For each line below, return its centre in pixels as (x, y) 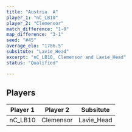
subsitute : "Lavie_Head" (38, 52)
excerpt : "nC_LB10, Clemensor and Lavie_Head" (66, 57)
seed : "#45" (21, 40)
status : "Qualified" (33, 63)
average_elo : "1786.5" (35, 46)
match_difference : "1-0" (38, 29)
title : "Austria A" (33, 12)
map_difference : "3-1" (35, 35)
